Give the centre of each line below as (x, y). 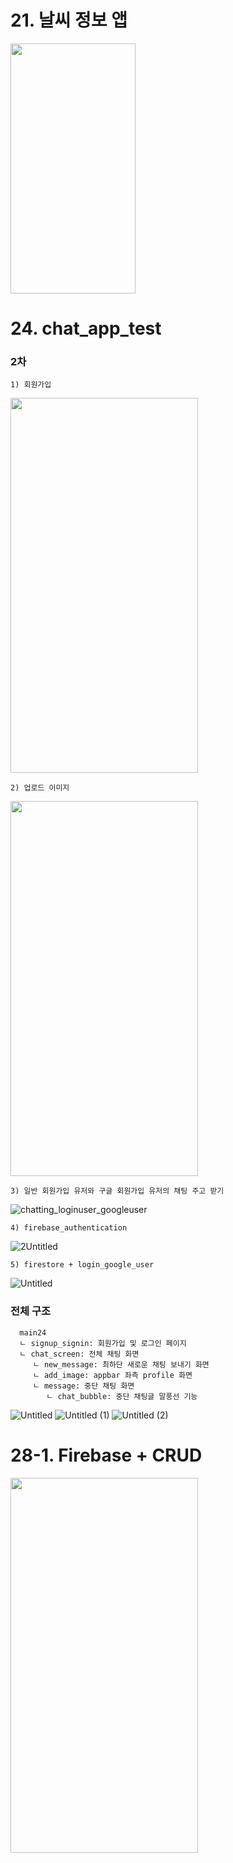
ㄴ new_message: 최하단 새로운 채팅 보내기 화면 (121, 1364)
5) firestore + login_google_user (82, 1265)
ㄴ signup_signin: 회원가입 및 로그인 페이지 (103, 1343)
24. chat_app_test (86, 328)
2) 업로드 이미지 (40, 788)
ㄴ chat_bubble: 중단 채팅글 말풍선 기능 (122, 1396)
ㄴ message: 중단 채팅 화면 (83, 1386)
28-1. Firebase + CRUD (106, 1455)
